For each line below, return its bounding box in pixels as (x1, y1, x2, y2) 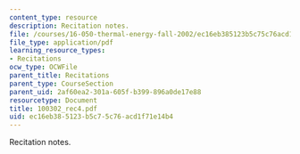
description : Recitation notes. (9, 21, 129, 30)
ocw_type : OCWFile (9, 63, 78, 72)
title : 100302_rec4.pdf (9, 104, 98, 113)
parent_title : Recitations (9, 71, 110, 80)
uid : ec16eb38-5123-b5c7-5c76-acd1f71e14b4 (9, 112, 174, 121)
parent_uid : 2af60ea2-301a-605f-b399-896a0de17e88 (9, 87, 202, 96)
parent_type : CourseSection (9, 79, 114, 88)
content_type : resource (9, 12, 98, 22)
